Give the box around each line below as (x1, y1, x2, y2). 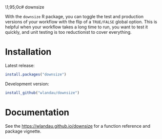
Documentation (5, 107, 70, 118)
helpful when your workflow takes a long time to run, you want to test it (5, 24, 148, 30)
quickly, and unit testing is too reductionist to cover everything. (5, 29, 132, 35)
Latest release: (5, 62, 35, 68)
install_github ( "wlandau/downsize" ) (5, 90, 80, 95)
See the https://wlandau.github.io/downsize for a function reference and (5, 123, 150, 129)
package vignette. (5, 128, 41, 134)
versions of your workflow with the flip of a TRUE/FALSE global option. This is (5, 19, 158, 24)
